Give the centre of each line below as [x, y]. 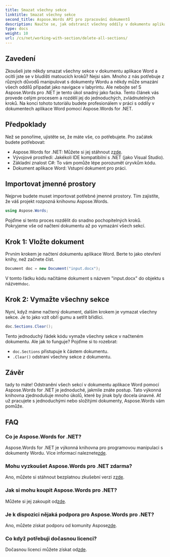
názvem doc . [18, 284]
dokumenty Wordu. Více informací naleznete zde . [56, 453]
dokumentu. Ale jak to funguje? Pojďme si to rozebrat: [61, 341]
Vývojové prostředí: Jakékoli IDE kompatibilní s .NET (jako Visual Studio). [88, 157]
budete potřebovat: [25, 142]
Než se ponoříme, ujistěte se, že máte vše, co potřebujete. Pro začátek [79, 137]
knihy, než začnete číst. [30, 259]
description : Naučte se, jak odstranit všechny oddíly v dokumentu [78, 24]
